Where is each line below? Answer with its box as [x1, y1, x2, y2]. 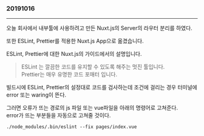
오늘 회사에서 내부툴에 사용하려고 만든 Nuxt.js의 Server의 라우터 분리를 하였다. [6, 24, 192, 32]
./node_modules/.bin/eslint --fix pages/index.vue [6, 124, 137, 130]
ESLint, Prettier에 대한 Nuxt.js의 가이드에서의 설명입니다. [6, 50, 142, 58]
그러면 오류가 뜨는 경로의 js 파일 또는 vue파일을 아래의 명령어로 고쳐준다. [6, 104, 178, 112]
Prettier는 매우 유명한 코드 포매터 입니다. [21, 71, 117, 78]
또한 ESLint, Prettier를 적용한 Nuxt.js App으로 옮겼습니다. [6, 38, 144, 45]
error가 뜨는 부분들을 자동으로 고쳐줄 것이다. [6, 112, 111, 119]
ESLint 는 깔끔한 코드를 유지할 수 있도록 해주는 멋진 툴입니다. [21, 63, 165, 70]
